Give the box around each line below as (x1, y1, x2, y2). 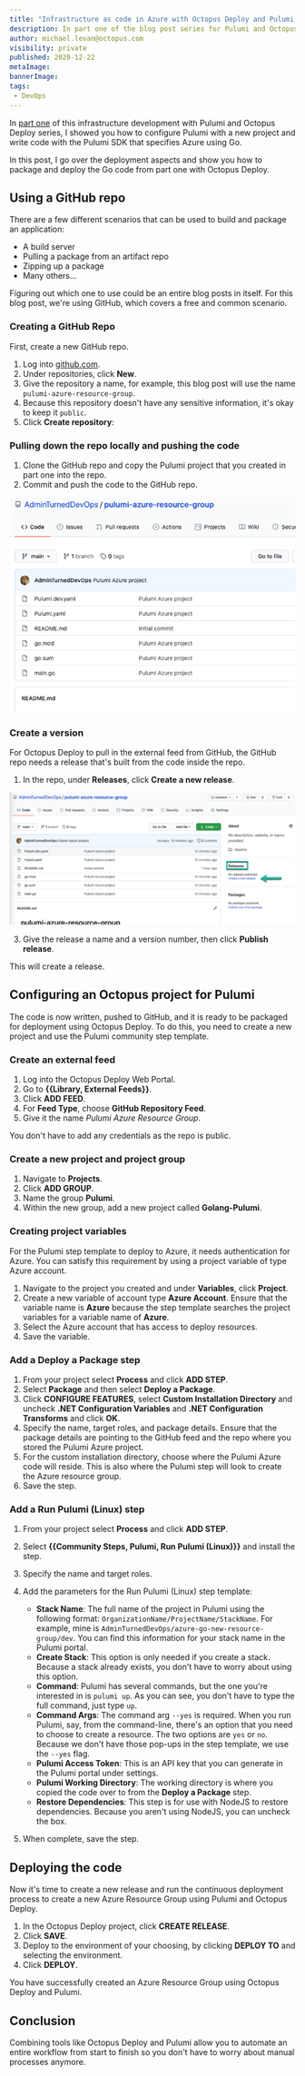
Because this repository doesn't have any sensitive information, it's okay (22, 397, 294, 408)
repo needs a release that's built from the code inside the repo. (9, 756, 245, 767)
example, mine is (35, 1623, 100, 1634)
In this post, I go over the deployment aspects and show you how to (9, 154, 263, 165)
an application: (9, 223, 65, 235)
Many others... (22, 271, 77, 282)
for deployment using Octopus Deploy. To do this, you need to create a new (9, 1021, 292, 1032)
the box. (35, 1816, 67, 1827)
